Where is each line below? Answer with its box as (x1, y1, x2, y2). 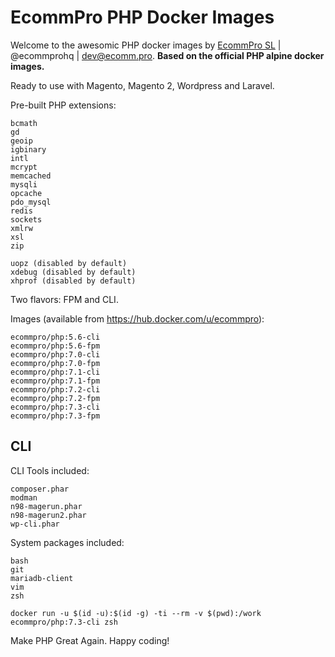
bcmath (10, 118, 38, 128)
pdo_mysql (10, 197, 52, 207)
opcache (10, 188, 43, 198)
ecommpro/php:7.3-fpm (10, 411, 101, 421)
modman (10, 492, 38, 503)
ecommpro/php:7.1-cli (10, 367, 101, 377)
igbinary (10, 144, 47, 155)
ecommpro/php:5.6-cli (10, 332, 101, 342)
